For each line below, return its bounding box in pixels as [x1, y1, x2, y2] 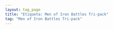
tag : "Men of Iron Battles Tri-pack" [5, 16, 83, 21]
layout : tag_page [5, 7, 41, 12]
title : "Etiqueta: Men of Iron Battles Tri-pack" [5, 12, 109, 17]
